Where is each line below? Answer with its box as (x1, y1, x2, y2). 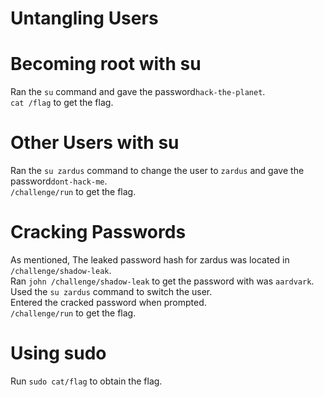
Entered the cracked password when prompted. (10, 297, 207, 308)
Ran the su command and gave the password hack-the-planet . (10, 86, 266, 98)
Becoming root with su (10, 53, 202, 76)
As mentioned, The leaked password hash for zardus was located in (10, 254, 290, 266)
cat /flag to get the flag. (10, 97, 114, 109)
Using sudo (10, 342, 107, 365)
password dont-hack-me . (10, 175, 108, 187)
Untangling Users (10, 7, 159, 30)
